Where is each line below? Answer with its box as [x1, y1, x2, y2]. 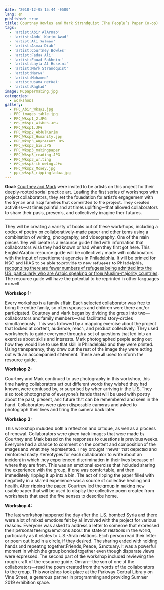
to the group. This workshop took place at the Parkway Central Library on [5, 569, 153, 575]
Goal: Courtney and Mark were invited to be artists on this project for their [5, 184, 154, 190]
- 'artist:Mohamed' [9, 75, 49, 80]
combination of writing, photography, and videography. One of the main [5, 234, 149, 240]
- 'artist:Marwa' [9, 71, 45, 76]
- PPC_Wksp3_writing [9, 157, 51, 162]
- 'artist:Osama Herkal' [9, 80, 60, 84]
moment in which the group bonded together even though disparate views [5, 549, 155, 554]
